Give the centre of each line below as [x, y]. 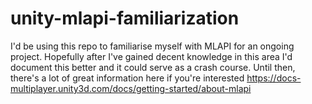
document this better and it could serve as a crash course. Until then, [153, 67]
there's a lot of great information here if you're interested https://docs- [156, 78]
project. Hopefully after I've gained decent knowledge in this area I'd [151, 56]
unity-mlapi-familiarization [125, 18]
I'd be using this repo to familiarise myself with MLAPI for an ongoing [152, 46]
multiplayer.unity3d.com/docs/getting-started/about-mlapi [131, 88]
